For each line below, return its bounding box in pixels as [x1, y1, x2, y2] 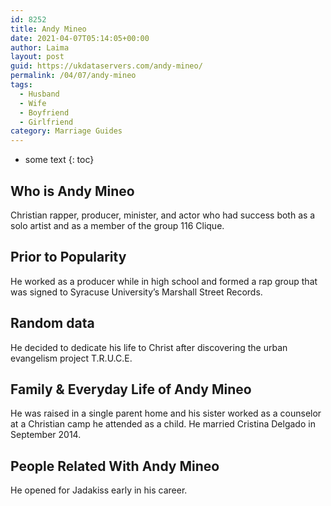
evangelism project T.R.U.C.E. [10, 352, 133, 364]
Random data [10, 315, 95, 332]
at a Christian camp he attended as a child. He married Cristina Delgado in [10, 418, 316, 430]
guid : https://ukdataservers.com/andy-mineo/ [10, 61, 203, 71]
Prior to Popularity [10, 249, 127, 266]
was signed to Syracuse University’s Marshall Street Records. [10, 286, 263, 298]
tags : [10, 80, 33, 90]
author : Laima [10, 42, 70, 53]
